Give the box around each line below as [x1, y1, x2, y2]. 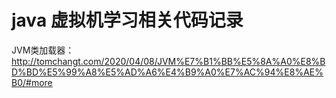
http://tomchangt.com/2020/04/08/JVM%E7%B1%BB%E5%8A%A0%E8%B [11, 55, 326, 67]
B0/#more [11, 76, 53, 88]
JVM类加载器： [11, 44, 75, 56]
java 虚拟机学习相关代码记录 [11, 9, 244, 32]
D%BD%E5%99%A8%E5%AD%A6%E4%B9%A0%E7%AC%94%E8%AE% [11, 66, 324, 78]
